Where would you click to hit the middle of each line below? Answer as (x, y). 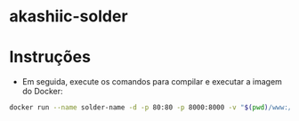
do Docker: (43, 92)
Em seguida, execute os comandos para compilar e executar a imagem (152, 82)
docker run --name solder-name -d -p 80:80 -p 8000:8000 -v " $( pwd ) (139, 108)
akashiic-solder (69, 16)
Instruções (50, 57)
